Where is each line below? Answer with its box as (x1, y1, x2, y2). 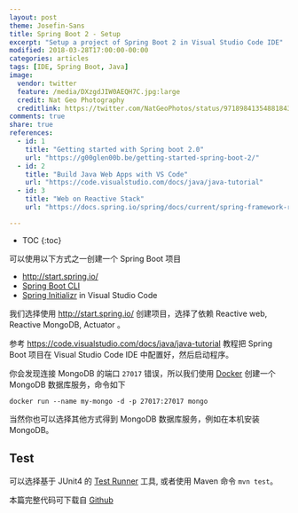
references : (9, 129, 53, 138)
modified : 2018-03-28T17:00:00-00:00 (9, 46, 149, 55)
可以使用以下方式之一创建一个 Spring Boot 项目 (9, 253, 182, 264)
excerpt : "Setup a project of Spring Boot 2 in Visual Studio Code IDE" (9, 37, 284, 47)
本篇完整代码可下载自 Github (9, 494, 114, 505)
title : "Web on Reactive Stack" (25, 194, 145, 204)
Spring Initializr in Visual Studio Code (21, 289, 158, 300)
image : (9, 71, 34, 80)
